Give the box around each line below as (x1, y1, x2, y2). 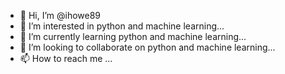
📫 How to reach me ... (19, 53, 113, 64)
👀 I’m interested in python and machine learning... (19, 20, 225, 32)
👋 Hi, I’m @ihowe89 (19, 10, 102, 21)
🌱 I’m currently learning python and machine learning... (19, 31, 247, 42)
